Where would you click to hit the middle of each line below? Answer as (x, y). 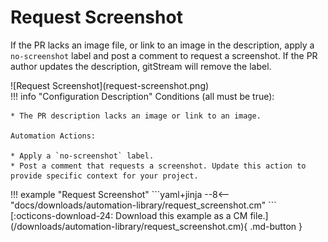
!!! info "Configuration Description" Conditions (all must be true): (142, 96)
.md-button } (276, 226)
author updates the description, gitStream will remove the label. (141, 66)
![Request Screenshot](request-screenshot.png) (110, 85)
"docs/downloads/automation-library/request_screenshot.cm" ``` (143, 205)
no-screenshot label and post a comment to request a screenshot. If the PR (164, 55)
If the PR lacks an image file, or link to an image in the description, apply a (162, 45)
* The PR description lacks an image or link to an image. (136, 116)
